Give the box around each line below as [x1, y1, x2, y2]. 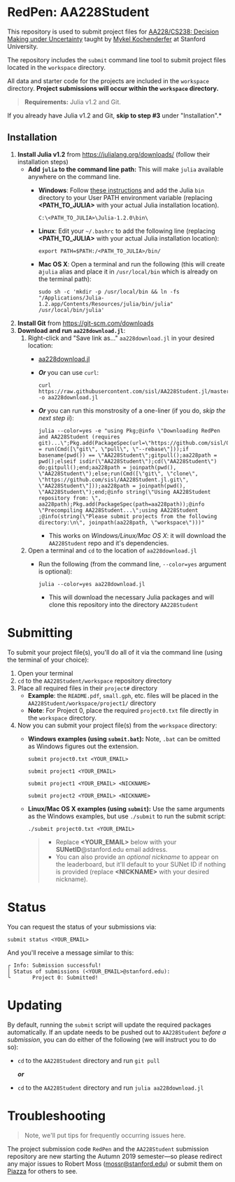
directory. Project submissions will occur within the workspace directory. [7, 84, 219, 92]
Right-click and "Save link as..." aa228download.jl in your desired [27, 334, 215, 342]
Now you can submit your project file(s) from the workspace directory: [17, 721, 218, 729]
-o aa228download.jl [38, 394, 99, 401]
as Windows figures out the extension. [27, 742, 138, 750]
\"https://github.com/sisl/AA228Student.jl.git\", [38, 476, 190, 483]
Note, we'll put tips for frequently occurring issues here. [24, 1131, 186, 1139]
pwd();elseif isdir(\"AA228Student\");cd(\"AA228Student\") [38, 457, 218, 465]
